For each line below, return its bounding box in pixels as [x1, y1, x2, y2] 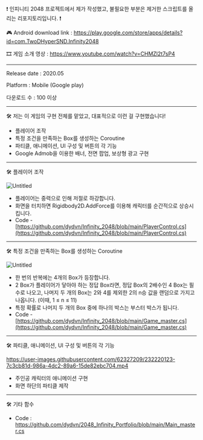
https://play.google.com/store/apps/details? [73, 29, 183, 36]
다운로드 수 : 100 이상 [6, 94, 57, 101]
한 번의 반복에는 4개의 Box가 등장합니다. [14, 274, 111, 281]
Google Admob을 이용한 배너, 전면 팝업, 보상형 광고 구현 [14, 150, 149, 157]
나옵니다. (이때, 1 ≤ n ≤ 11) [14, 296, 77, 304]
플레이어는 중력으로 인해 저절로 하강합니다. [14, 195, 116, 202]
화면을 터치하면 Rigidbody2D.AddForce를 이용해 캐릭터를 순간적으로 [14, 202, 178, 209]
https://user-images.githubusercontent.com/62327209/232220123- [6, 356, 175, 363]
